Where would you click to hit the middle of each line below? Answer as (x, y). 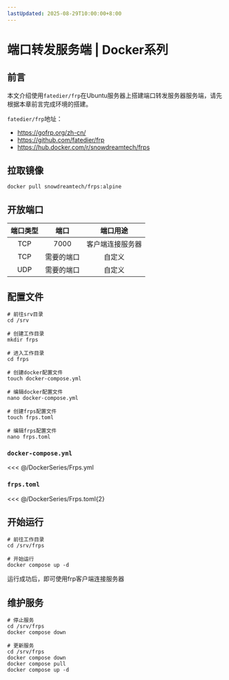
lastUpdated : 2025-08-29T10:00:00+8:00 (64, 13)
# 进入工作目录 (26, 353)
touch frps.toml (30, 418)
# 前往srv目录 (25, 315)
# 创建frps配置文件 (32, 411)
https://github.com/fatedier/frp (61, 139)
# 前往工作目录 (26, 540)
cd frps (18, 360)
